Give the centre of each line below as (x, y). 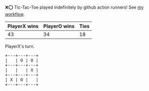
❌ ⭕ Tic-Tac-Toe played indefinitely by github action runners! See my (74, 7)
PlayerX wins (23, 26)
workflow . (15, 14)
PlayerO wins (59, 26)
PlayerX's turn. (20, 46)
